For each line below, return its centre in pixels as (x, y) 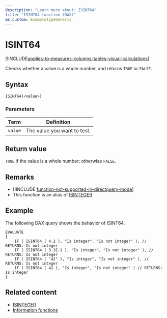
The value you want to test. (58, 131)
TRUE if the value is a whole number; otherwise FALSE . (61, 161)
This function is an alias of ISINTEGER (52, 195)
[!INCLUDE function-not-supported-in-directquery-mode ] (73, 189)
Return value (26, 149)
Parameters (20, 109)
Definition (58, 122)
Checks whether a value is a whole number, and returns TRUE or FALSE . (79, 69)
